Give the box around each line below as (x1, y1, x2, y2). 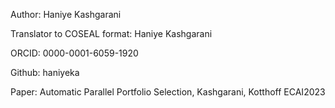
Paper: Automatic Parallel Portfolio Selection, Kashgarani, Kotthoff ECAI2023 (10, 86, 326, 98)
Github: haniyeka (10, 67, 80, 78)
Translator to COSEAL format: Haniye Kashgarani (10, 28, 213, 39)
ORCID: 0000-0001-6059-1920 (10, 47, 139, 59)
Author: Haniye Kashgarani (10, 9, 122, 20)
